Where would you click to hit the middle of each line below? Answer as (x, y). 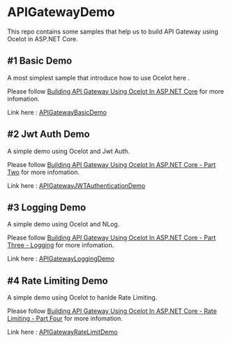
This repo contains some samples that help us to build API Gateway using (113, 31)
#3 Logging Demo (47, 207)
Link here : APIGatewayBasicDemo (57, 112)
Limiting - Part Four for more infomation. (65, 319)
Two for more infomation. (44, 172)
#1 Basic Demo (40, 61)
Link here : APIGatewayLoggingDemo (61, 258)
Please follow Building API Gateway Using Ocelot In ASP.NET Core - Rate (112, 311)
